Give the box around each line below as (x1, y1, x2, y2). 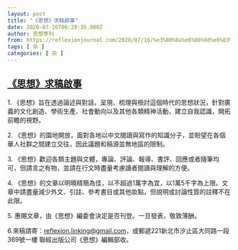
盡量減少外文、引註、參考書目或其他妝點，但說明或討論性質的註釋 (25, 187, 218, 195)
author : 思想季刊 (7, 30, 55, 38)
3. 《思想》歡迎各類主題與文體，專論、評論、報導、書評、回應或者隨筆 (7, 154, 214, 163)
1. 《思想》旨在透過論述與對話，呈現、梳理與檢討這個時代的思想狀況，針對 (7, 98, 225, 106)
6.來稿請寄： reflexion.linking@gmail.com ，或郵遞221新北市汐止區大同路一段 (7, 226, 230, 234)
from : (7, 37, 23, 44)
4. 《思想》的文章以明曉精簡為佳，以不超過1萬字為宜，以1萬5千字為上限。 (7, 178, 222, 187)
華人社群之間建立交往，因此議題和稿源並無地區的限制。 (7, 140, 169, 148)
